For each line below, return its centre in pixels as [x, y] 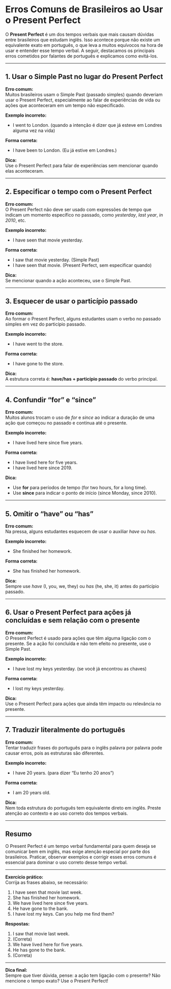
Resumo [19, 834]
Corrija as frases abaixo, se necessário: [47, 883]
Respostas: [18, 924]
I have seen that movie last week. [48, 892]
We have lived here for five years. [48, 945]
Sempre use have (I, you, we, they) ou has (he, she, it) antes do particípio [82, 586]
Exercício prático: [24, 877]
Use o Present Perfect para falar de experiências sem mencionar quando [82, 165]
